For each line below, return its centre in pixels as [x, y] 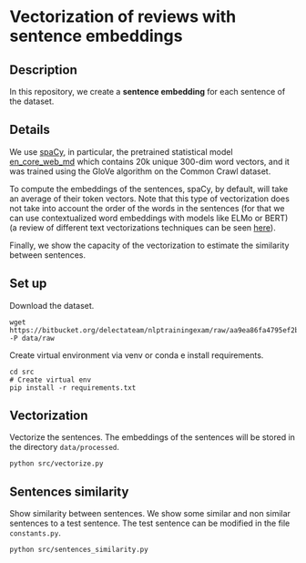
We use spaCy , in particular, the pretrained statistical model [122, 151]
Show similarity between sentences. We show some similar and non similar [150, 514]
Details [30, 130]
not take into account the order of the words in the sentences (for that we [147, 208]
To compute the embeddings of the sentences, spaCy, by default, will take [149, 189]
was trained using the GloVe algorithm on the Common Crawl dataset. [140, 171]
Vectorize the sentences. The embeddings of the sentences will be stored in [153, 437]
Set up [28, 284]
